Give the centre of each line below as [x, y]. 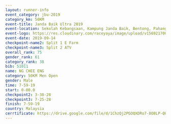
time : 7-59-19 [20, 85]
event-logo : [18, 33]
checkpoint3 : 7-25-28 [28, 99]
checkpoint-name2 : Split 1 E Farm [42, 43]
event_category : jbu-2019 [33, 15]
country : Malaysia [25, 109]
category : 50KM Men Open [32, 76]
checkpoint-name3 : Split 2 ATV [38, 48]
